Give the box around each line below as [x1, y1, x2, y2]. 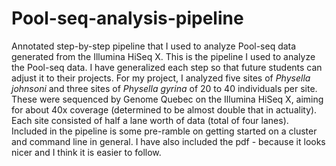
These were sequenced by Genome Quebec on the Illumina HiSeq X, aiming [11, 93, 324, 105]
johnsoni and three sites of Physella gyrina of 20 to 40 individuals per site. [11, 82, 318, 94]
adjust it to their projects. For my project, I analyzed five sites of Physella [11, 72, 311, 84]
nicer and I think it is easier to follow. [11, 146, 162, 158]
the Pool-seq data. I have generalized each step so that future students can [11, 61, 323, 73]
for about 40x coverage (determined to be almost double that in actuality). [11, 103, 318, 116]
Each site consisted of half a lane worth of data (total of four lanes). [11, 114, 289, 126]
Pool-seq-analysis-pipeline [11, 7, 244, 30]
